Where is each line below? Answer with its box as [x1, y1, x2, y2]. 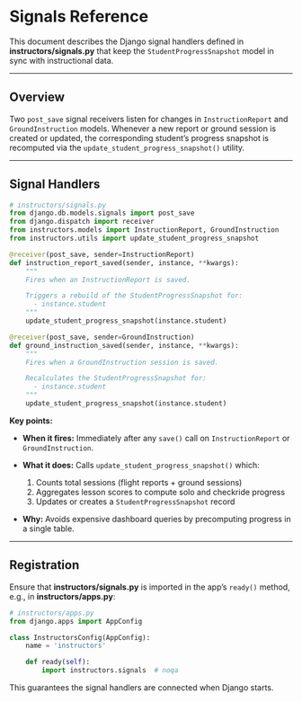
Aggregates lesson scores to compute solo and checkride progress [35, 486, 286, 497]
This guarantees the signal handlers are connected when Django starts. [9, 682, 274, 693]
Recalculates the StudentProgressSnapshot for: [25, 374, 207, 383]
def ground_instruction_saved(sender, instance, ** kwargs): [9, 341, 240, 350]
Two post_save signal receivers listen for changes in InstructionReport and [9, 113, 289, 124]
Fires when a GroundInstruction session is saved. [25, 358, 219, 367]
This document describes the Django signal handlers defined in [9, 36, 244, 47]
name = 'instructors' [25, 641, 106, 651]
